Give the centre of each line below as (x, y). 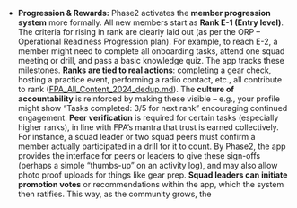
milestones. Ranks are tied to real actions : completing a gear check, (144, 70)
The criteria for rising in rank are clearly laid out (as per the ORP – (139, 32)
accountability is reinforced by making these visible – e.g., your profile (149, 99)
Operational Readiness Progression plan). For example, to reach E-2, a (148, 41)
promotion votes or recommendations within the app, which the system (151, 184)
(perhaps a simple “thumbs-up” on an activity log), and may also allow (148, 165)
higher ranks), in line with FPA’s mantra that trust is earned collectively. (148, 127)
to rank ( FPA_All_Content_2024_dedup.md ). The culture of (126, 89)
